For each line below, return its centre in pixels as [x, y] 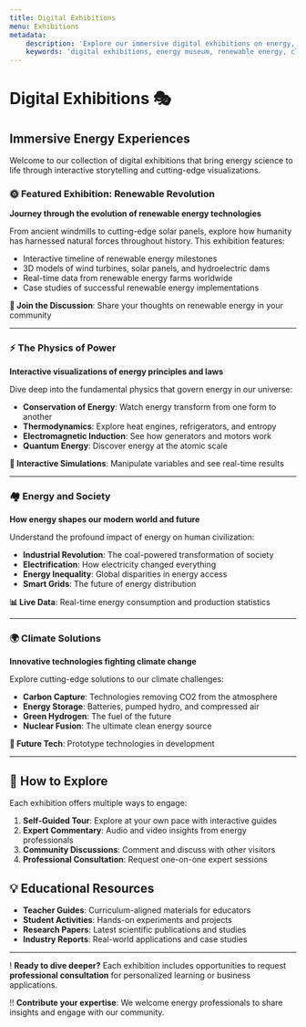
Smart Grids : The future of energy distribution [109, 584]
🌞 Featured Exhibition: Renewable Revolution [112, 194]
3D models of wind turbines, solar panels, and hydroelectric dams [146, 268]
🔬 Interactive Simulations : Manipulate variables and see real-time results [147, 463]
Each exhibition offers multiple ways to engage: [98, 803]
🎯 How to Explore [59, 781]
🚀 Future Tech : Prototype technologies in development [112, 744]
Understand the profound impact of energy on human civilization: [132, 537]
